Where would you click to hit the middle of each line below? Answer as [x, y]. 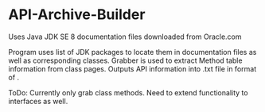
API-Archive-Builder [77, 15]
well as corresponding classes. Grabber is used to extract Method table [125, 60]
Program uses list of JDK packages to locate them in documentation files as [132, 52]
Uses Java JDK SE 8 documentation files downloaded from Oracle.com [125, 37]
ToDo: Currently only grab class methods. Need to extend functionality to [128, 92]
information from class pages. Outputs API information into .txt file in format [132, 68]
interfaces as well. [38, 101]
